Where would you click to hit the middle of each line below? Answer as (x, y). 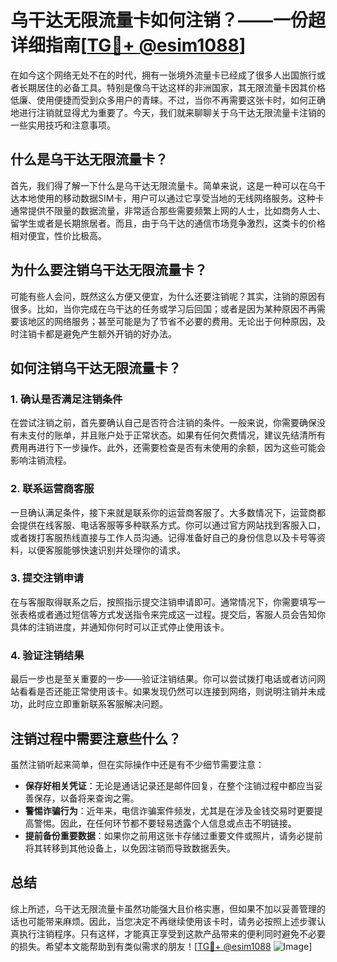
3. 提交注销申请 (47, 578)
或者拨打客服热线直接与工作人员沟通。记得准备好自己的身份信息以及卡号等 (163, 537)
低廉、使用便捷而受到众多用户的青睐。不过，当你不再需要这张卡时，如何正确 (168, 100)
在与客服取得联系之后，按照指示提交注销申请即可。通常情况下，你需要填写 (163, 602)
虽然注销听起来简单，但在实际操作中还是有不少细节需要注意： (137, 764)
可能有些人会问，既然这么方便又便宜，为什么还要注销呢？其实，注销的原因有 (168, 296)
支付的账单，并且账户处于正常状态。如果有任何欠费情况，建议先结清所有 (176, 435)
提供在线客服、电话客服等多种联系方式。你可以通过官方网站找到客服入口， (172, 525)
